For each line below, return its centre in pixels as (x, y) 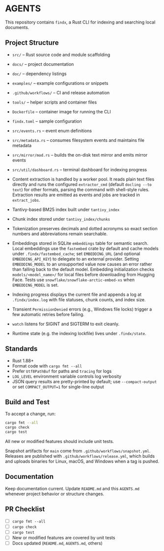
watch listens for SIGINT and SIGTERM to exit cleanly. (66, 324)
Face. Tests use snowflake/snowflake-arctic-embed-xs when (73, 280)
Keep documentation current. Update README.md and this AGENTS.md (72, 488)
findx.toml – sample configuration (47, 121)
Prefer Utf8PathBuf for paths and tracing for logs (62, 371)
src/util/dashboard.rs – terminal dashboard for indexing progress (80, 169)
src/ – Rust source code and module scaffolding (61, 54)
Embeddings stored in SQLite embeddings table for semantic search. (80, 243)
